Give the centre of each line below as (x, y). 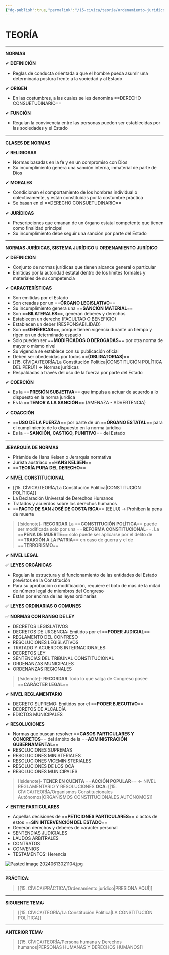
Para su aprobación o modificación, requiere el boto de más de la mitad (87, 585)
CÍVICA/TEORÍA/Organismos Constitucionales (65, 792)
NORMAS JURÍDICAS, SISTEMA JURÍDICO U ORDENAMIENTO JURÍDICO (82, 248)
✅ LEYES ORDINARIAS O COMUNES (43, 606)
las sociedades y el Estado (40, 128)
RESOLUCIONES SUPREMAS (42, 750)
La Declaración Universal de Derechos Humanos (63, 498)
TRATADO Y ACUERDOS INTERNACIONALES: (59, 647)
